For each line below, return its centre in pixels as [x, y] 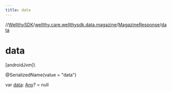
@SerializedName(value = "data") [41, 75]
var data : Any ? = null [27, 84]
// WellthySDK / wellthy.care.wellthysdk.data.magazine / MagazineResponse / [83, 25]
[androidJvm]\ [20, 65]
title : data [18, 10]
